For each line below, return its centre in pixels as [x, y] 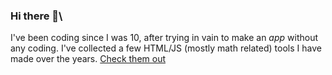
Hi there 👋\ [36, 16]
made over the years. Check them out [88, 59]
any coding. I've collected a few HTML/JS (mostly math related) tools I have [166, 48]
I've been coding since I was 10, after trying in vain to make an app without [164, 38]
